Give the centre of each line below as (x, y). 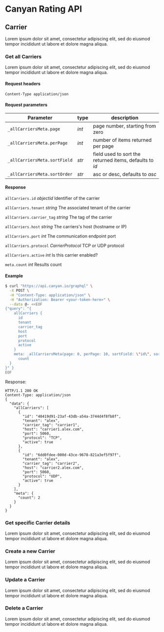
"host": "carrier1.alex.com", (53, 429)
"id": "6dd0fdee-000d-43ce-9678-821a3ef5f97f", (72, 455)
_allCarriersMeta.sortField (40, 160)
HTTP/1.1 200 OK (21, 391)
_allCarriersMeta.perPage (38, 143)
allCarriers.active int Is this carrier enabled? (51, 255)
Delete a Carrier (24, 608)
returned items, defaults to (123, 160)
